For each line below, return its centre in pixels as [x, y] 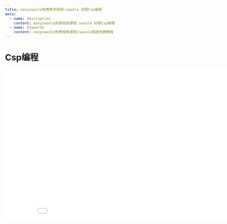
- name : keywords [27, 28]
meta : [10, 14]
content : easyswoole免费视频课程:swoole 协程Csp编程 [65, 23]
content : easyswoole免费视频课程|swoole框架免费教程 [64, 32]
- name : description [30, 18]
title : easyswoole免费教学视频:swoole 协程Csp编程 [54, 9]
